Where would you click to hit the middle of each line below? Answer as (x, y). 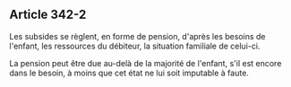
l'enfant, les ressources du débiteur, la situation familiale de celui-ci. (135, 46)
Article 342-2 (48, 15)
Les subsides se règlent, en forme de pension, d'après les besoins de (137, 36)
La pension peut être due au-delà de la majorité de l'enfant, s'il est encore (145, 63)
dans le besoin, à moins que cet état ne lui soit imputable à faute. (129, 73)
